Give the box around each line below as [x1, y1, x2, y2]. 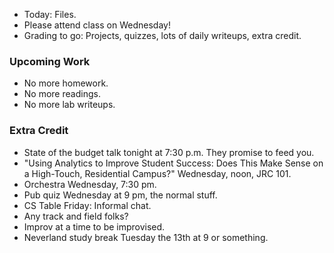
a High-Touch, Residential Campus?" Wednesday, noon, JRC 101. [23, 167, 292, 179]
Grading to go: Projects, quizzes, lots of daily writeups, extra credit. [23, 30, 302, 41]
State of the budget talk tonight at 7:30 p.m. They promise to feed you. [23, 146, 315, 158]
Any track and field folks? [23, 210, 129, 222]
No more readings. [23, 88, 101, 100]
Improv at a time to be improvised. [23, 220, 166, 233]
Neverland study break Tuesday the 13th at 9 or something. [23, 231, 269, 243]
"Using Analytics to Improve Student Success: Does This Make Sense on [23, 157, 324, 169]
